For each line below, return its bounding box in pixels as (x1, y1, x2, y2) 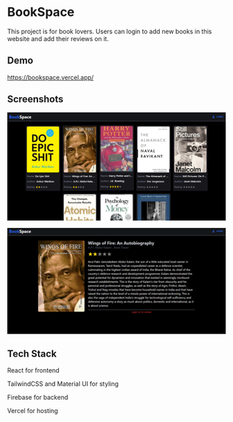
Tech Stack (7, 348, 57, 359)
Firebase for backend (7, 393, 69, 402)
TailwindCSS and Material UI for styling (7, 380, 119, 388)
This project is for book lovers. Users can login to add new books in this (7, 27, 212, 35)
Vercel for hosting (7, 407, 58, 415)
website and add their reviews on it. (7, 34, 109, 42)
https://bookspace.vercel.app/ (7, 73, 94, 81)
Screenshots (7, 93, 64, 105)
